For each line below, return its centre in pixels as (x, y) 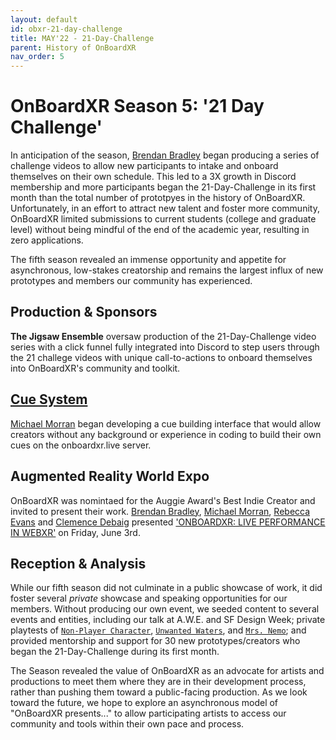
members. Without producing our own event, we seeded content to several (165, 609)
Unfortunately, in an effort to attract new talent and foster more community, (165, 208)
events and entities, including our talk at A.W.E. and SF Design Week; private (168, 620)
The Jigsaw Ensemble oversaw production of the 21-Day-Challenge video (163, 336)
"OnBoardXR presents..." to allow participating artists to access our (148, 713)
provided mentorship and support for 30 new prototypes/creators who (155, 641)
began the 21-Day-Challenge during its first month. (115, 652)
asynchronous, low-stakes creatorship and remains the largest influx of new (167, 270)
